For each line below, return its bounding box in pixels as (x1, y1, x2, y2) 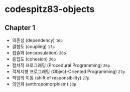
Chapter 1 (5, 23, 36, 32)
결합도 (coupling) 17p (12, 43, 55, 49)
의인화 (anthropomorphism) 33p (12, 81, 76, 87)
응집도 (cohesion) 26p (12, 56, 56, 62)
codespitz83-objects (5, 3, 95, 15)
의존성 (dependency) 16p (12, 37, 63, 43)
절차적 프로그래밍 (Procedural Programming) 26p (12, 62, 110, 68)
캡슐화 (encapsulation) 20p (12, 50, 66, 55)
